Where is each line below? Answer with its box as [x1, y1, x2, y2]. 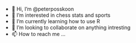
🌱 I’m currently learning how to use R [11, 18, 101, 24]
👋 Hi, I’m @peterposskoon [11, 6, 74, 12]
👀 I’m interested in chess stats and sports [11, 12, 110, 19]
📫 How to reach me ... [11, 31, 66, 37]
